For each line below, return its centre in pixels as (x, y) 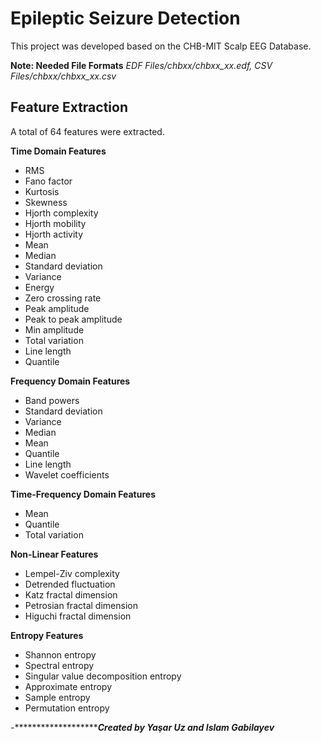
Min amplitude (54, 329)
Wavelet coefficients (67, 474)
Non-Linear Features (54, 554)
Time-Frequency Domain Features (83, 494)
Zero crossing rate (63, 298)
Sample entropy (57, 697)
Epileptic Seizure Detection (125, 18)
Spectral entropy (59, 665)
